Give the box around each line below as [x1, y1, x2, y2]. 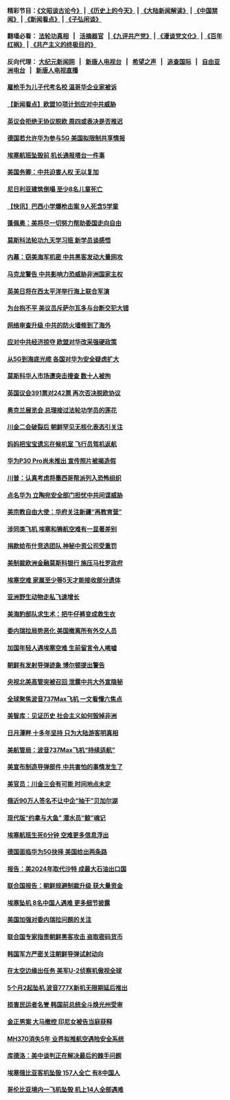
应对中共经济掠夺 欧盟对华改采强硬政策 [7, 338, 117, 346]
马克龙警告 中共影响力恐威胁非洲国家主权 [7, 270, 124, 278]
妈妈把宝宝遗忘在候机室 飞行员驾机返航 [7, 439, 117, 448]
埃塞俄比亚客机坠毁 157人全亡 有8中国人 [7, 1068, 120, 1077]
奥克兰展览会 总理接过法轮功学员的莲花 [7, 406, 117, 414]
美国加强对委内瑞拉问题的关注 [7, 915, 91, 924]
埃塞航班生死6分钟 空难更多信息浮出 [7, 831, 109, 839]
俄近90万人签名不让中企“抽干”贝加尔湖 [7, 797, 118, 805]
